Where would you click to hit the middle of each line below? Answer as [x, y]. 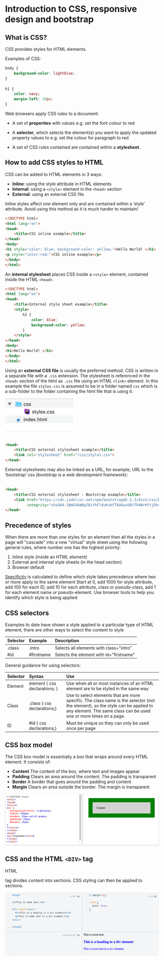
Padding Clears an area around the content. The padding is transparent [84, 776]
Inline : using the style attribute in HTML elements [62, 184]
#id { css [38, 723]
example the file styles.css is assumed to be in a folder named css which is [81, 386]
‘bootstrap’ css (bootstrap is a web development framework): [67, 475]
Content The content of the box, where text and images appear [76, 771]
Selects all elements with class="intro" [93, 648]
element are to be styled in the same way [107, 689]
